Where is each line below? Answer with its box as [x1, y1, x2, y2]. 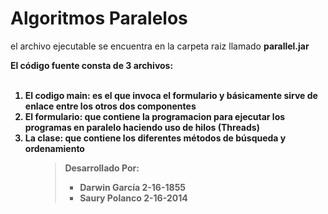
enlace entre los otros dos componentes [24, 100, 197, 112]
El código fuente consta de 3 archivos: [10, 59, 174, 71]
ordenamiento [24, 142, 85, 154]
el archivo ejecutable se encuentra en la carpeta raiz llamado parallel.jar [10, 40, 310, 52]
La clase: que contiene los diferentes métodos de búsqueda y [24, 132, 287, 144]
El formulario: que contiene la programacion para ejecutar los [24, 110, 286, 122]
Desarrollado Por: [64, 162, 140, 174]
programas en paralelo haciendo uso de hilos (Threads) [24, 121, 260, 133]
